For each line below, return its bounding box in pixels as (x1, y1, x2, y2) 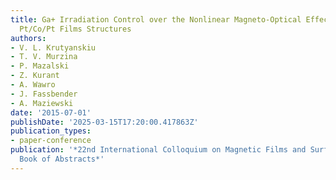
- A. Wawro (10, 80, 56, 90)
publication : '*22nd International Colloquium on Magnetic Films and (10, 145, 307, 155)
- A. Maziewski (10, 98, 74, 108)
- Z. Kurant (10, 71, 60, 81)
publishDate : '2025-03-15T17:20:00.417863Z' (10, 117, 199, 127)
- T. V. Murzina (10, 52, 78, 62)
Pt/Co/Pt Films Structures (19, 24, 132, 34)
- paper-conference (10, 136, 92, 146)
